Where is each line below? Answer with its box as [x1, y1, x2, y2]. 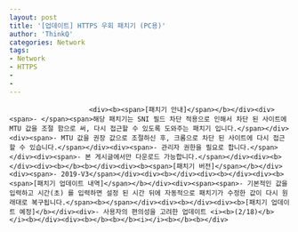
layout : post [9, 12, 58, 22]
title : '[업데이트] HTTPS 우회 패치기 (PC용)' [9, 21, 166, 30]
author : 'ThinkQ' [9, 29, 74, 38]
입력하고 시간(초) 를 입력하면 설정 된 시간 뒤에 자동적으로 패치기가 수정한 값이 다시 [9, 188, 278, 197]
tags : [9, 46, 29, 55]
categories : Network [9, 37, 86, 47]
